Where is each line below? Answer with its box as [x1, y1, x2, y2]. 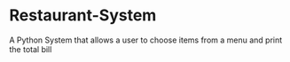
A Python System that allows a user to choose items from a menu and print [9, 35, 283, 45]
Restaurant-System [9, 5, 157, 26]
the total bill [9, 43, 52, 54]
